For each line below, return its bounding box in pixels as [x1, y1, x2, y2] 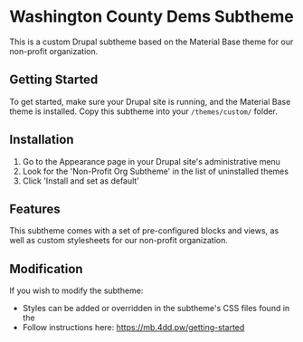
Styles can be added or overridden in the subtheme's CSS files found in [22, 303, 290, 314]
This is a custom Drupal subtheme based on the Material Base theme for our [9, 36, 294, 47]
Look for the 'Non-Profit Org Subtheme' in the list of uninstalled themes [22, 166, 289, 176]
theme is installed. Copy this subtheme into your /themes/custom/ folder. [9, 106, 279, 117]
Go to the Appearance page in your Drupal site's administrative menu [22, 156, 280, 166]
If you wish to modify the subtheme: [9, 285, 144, 296]
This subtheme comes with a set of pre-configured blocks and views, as [9, 225, 279, 236]
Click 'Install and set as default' [22, 175, 140, 186]
